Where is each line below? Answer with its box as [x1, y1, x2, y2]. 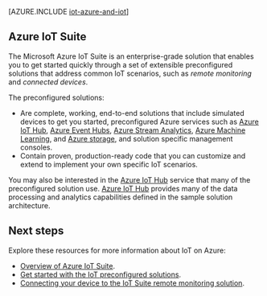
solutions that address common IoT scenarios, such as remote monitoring [8, 68, 252, 78]
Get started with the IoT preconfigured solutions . [19, 269, 182, 279]
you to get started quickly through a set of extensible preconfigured [8, 60, 233, 69]
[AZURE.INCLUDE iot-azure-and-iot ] [8, 7, 129, 16]
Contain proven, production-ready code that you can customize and [19, 150, 246, 160]
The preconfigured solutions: [8, 92, 105, 102]
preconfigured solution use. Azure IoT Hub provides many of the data [8, 183, 238, 193]
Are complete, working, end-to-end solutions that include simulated [19, 108, 245, 117]
